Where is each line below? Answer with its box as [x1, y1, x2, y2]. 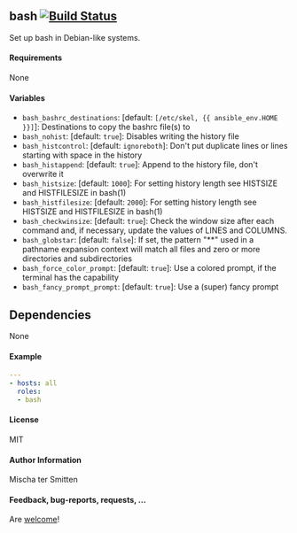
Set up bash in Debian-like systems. [9, 32, 141, 42]
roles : [17, 387, 42, 396]
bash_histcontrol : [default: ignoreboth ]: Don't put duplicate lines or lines [21, 141, 288, 151]
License [9, 414, 40, 425]
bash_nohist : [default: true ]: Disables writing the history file [21, 131, 239, 142]
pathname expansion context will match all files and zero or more [21, 244, 261, 255]
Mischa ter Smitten [9, 475, 78, 485]
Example [9, 351, 43, 361]
